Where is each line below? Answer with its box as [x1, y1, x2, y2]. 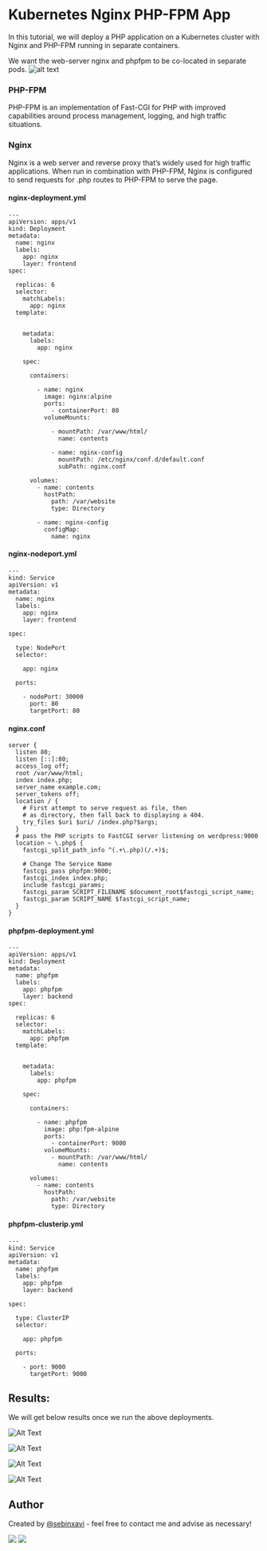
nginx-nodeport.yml [8, 549, 77, 559]
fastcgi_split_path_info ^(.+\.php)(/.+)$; [22, 846, 170, 854]
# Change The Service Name [22, 861, 112, 869]
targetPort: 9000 [29, 1370, 88, 1378]
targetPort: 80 [29, 706, 80, 714]
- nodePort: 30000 [22, 693, 84, 701]
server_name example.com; [15, 783, 102, 792]
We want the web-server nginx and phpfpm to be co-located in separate [8, 56, 247, 66]
